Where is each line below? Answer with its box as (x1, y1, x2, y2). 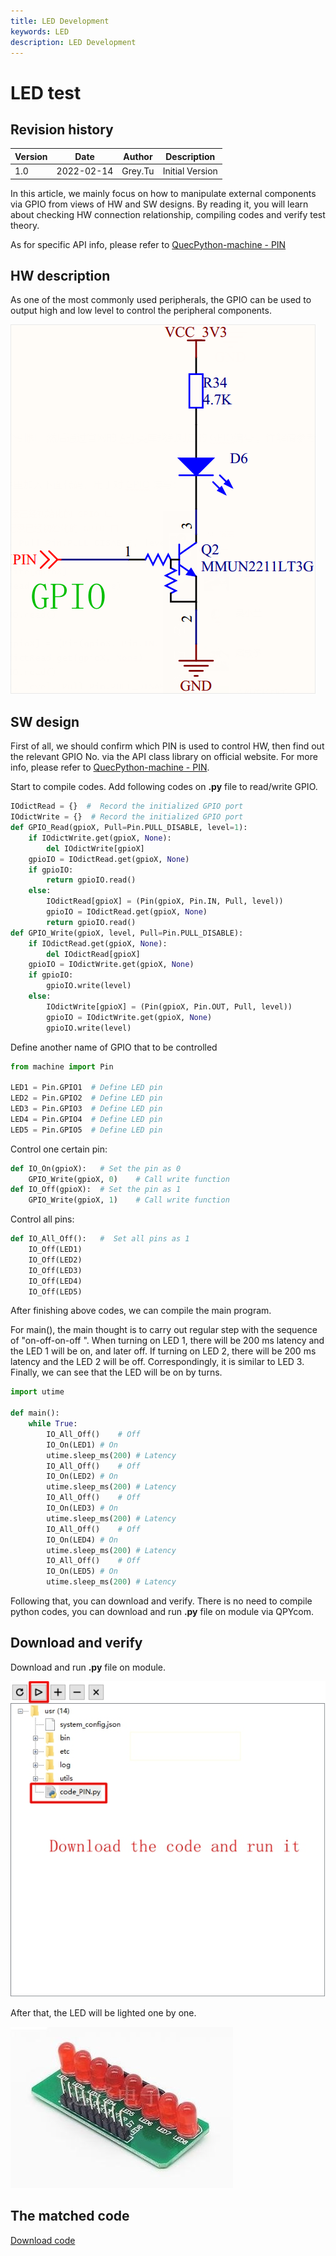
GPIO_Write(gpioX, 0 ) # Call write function (28, 1174, 230, 1184)
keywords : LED (10, 26, 70, 37)
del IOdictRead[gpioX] (46, 949, 141, 959)
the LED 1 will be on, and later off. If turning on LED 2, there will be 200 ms (10, 1345, 317, 1357)
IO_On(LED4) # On (46, 1535, 118, 1545)
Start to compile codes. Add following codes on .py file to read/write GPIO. (10, 781, 318, 793)
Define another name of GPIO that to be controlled (10, 1041, 218, 1053)
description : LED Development (10, 37, 137, 47)
